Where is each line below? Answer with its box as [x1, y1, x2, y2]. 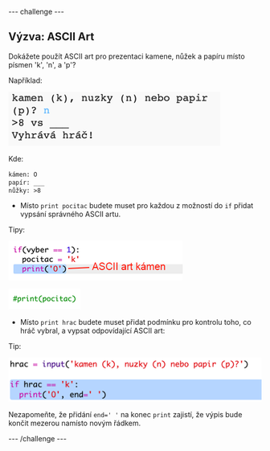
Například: [8, 76, 43, 85]
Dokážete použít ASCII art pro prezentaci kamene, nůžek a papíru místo [8, 51, 245, 61]
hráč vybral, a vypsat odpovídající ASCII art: [19, 326, 166, 335]
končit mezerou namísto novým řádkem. [8, 418, 141, 428]
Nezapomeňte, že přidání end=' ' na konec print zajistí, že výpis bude [8, 410, 243, 420]
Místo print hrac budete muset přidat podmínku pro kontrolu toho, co [19, 317, 252, 326]
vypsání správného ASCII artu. [19, 209, 121, 219]
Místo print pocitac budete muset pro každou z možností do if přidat [19, 200, 254, 210]
